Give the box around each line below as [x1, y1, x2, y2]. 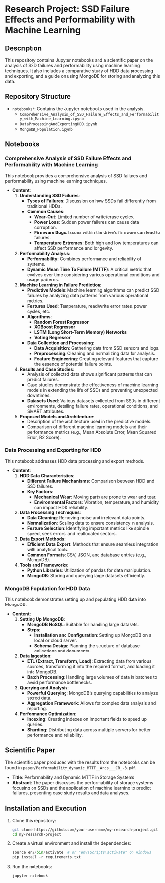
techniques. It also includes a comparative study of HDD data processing [5, 68, 154, 74]
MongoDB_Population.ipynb [19, 127, 73, 132]
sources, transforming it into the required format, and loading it [27, 664, 155, 670]
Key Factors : [27, 488, 54, 494]
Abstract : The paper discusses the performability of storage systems [12, 779, 154, 785]
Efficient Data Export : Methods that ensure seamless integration [27, 541, 159, 547]
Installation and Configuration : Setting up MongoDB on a [34, 632, 152, 638]
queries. [27, 721, 44, 728]
